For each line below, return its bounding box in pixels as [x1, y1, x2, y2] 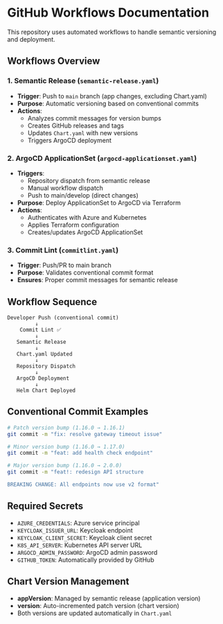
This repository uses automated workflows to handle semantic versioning [7, 28, 217, 36]
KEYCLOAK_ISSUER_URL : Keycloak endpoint [17, 526, 133, 535]
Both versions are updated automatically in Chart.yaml [17, 609, 172, 617]
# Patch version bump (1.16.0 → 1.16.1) [7, 424, 126, 431]
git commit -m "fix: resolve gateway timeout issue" [7, 431, 163, 437]
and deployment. [7, 35, 55, 43]
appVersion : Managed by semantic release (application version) [17, 594, 201, 603]
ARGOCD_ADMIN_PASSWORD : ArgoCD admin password [17, 548, 158, 556]
